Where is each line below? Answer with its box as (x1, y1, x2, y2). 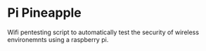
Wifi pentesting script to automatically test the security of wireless (7, 28, 199, 36)
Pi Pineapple (7, 5, 82, 21)
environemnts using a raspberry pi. (7, 35, 109, 43)
